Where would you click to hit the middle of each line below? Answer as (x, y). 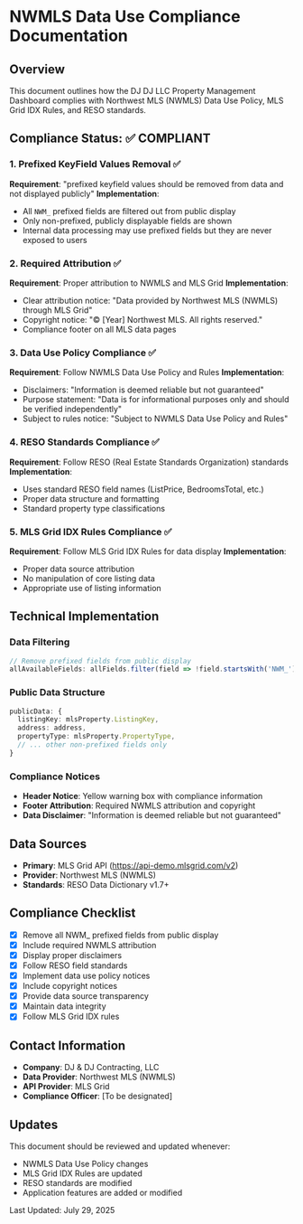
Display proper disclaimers (72, 955)
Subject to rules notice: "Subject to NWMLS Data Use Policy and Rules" (155, 419)
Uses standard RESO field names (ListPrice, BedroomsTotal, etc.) (143, 489)
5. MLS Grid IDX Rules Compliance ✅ (91, 532)
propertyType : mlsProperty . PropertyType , (96, 737)
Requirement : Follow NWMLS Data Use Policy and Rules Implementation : (147, 372)
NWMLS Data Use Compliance (125, 17)
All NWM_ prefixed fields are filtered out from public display (129, 211)
